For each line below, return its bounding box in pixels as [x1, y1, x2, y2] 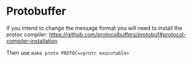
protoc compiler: [6, 30, 48, 38]
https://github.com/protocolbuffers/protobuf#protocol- [49, 30, 187, 38]
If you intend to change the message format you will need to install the [6, 24, 182, 32]
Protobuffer [6, 4, 66, 18]
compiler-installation [6, 37, 58, 44]
